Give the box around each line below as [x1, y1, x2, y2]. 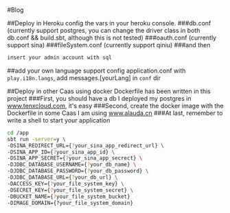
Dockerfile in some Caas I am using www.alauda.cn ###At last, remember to [7, 109, 223, 117]
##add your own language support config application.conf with [7, 66, 186, 75]
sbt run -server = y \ [7, 136, 67, 142]
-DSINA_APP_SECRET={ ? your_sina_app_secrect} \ [7, 155, 143, 162]
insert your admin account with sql [7, 54, 112, 61]
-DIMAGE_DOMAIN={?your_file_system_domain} [7, 199, 134, 206]
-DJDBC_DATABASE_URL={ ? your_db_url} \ [7, 174, 118, 181]
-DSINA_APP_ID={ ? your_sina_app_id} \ [7, 149, 115, 155]
